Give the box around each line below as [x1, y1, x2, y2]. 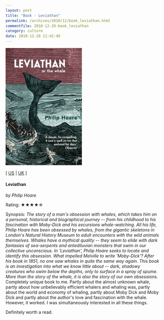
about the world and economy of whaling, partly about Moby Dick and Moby [5, 289, 159, 295]
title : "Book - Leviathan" [5, 13, 61, 18]
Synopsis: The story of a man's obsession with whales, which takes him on [5, 211, 157, 217]
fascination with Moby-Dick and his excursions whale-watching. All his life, [5, 222, 157, 228]
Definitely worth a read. [5, 309, 53, 315]
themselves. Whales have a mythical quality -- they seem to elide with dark [5, 237, 158, 243]
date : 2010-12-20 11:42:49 [5, 34, 61, 39]
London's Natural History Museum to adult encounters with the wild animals [5, 232, 159, 238]
